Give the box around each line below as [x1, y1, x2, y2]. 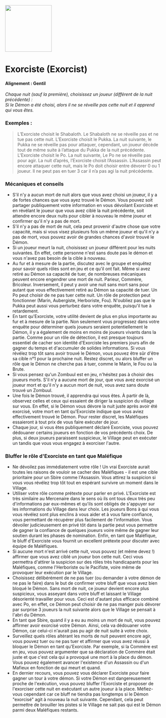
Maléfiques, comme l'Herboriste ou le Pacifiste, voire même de [12, 564, 141, 570]
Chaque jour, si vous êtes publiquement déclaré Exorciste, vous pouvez [12, 424, 159, 430]
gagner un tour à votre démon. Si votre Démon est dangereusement [12, 675, 151, 681]
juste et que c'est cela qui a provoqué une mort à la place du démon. [12, 654, 153, 660]
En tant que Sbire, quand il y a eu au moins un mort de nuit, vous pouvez [12, 617, 161, 623]
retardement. [12, 308, 39, 314]
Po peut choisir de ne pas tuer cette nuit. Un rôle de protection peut [12, 292, 151, 298]
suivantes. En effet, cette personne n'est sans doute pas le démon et [12, 250, 153, 256]
